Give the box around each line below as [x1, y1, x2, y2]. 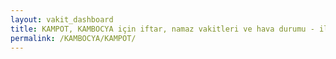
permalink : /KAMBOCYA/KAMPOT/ [10, 33, 137, 43]
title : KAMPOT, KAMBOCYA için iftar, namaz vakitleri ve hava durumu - [10, 24, 315, 34]
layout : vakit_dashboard [10, 14, 114, 25]
